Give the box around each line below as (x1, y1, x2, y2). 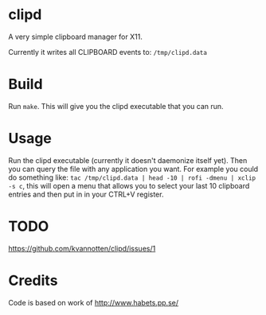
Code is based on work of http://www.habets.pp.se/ (8, 297, 179, 307)
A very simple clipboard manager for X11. (8, 32, 143, 41)
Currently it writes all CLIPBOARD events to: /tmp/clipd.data (8, 47, 207, 56)
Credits (8, 271, 58, 290)
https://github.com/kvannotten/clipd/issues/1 (8, 243, 156, 253)
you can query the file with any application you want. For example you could (8, 164, 259, 173)
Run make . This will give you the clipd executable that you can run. (8, 101, 225, 111)
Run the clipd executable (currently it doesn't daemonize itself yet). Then (8, 155, 248, 165)
